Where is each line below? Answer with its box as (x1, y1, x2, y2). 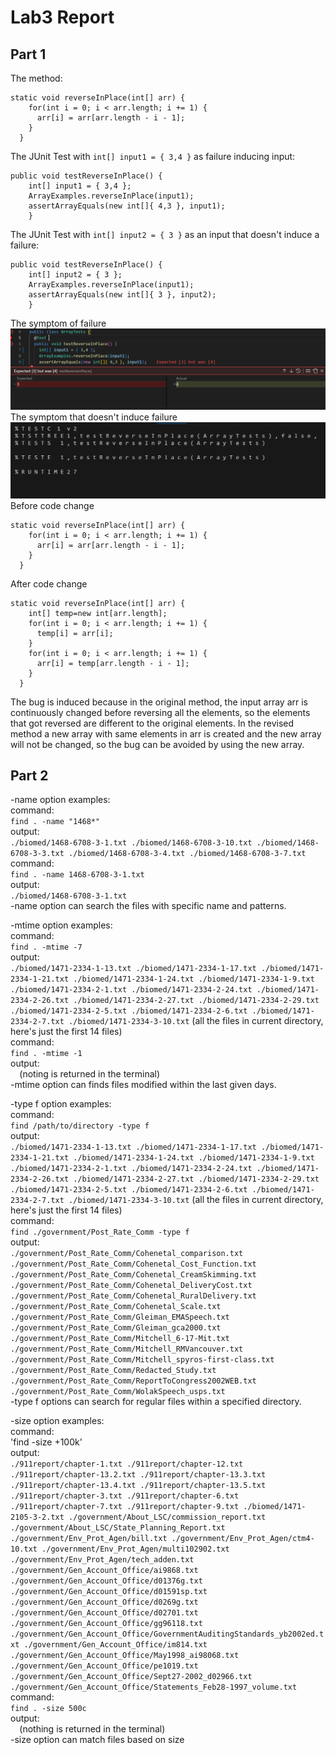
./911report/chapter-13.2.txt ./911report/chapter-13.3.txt (10, 1470, 267, 1480)
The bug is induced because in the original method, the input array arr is (10, 696, 309, 708)
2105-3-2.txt (10, 1512, 65, 1523)
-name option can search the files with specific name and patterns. (10, 900, 287, 912)
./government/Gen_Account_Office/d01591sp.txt (10, 1587, 208, 1597)
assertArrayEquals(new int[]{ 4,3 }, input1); (28, 201, 226, 211)
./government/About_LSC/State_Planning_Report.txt (10, 1523, 226, 1533)
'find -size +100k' (10, 1436, 83, 1448)
